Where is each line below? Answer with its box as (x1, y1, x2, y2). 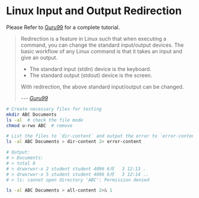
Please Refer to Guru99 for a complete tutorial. (6, 24, 120, 31)
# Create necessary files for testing (6, 106, 102, 112)
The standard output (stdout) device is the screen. (29, 72, 153, 79)
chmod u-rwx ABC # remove (6, 122, 73, 128)
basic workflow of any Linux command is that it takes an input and (20, 47, 182, 54)
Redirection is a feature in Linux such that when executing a (20, 35, 167, 42)
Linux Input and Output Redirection (6, 4, 182, 18)
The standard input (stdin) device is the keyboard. (29, 65, 152, 72)
